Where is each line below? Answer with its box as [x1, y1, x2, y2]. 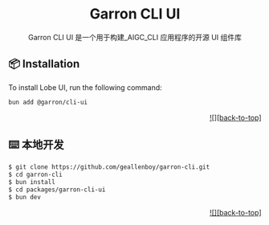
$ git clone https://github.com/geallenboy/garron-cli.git [8, 163, 210, 171]
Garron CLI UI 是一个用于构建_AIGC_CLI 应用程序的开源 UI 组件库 [27, 32, 243, 42]
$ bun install [8, 178, 56, 186]
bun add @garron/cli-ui [8, 98, 88, 106]
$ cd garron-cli [8, 170, 63, 179]
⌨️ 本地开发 [8, 138, 64, 152]
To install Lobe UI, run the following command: [8, 82, 162, 92]
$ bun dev [8, 193, 42, 201]
